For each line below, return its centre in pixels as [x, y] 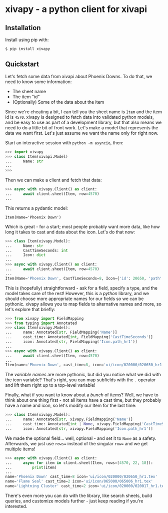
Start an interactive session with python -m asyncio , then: [64, 143]
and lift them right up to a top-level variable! [50, 385]
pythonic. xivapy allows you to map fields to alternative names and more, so [83, 304]
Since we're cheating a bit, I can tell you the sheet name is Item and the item [84, 112]
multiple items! [20, 449]
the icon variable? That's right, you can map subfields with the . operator [80, 380]
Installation [23, 28]
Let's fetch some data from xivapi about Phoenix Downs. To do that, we [79, 76]
